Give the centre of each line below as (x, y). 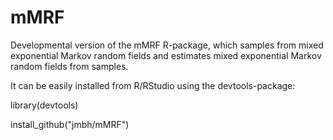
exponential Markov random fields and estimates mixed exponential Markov (166, 55)
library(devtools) (44, 105)
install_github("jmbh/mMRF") (70, 124)
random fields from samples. (69, 66)
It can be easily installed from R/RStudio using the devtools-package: (153, 85)
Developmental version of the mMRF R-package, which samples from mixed (167, 45)
